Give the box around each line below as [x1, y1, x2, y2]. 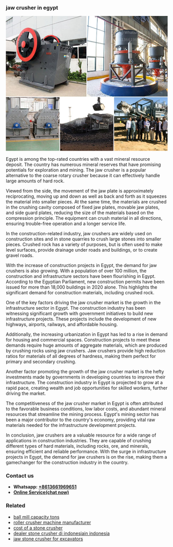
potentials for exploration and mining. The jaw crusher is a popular [6, 166, 146, 173]
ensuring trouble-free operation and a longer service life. [6, 220, 126, 227]
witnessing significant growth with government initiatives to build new [6, 310, 153, 316]
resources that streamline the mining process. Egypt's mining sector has [6, 411, 159, 417]
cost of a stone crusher [13, 524, 63, 531]
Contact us [6, 472, 34, 479]
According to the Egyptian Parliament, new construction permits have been [6, 278, 165, 285]
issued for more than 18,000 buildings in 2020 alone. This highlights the [6, 284, 158, 290]
